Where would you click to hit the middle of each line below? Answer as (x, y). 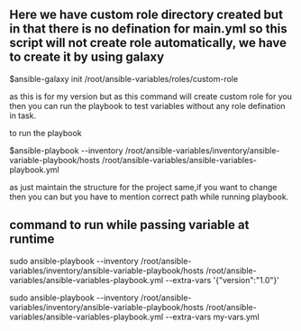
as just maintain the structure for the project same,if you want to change (143, 187)
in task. (23, 115)
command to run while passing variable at (129, 225)
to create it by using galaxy (87, 57)
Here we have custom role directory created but (146, 15)
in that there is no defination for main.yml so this (148, 29)
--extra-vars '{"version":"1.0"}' (222, 280)
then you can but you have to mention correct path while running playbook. (149, 197)
